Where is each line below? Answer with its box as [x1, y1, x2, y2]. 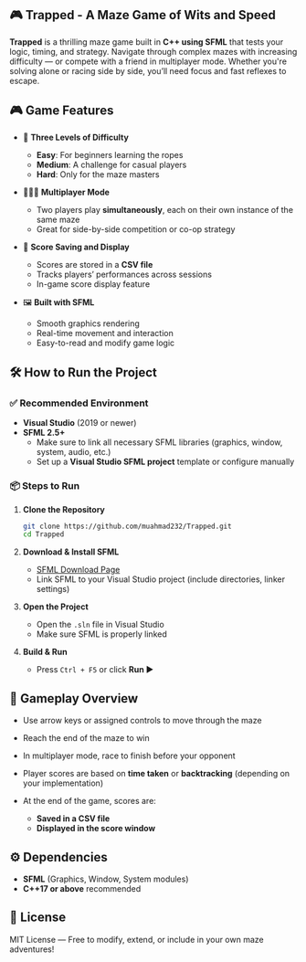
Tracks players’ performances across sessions [36, 269, 213, 280]
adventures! [9, 944, 55, 955]
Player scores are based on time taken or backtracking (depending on [22, 768, 290, 779]
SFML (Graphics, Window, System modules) [22, 873, 189, 884]
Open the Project [22, 601, 89, 612]
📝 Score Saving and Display [22, 241, 130, 252]
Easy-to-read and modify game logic [36, 337, 175, 348]
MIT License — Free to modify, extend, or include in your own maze [9, 934, 264, 945]
